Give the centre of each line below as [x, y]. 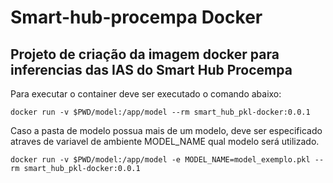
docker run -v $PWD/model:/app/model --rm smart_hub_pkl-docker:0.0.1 [160, 112]
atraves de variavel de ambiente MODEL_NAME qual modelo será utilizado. [165, 141]
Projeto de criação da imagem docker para [145, 54]
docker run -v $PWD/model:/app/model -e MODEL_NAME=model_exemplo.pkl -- [167, 160]
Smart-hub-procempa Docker [136, 17]
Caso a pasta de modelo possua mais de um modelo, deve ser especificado [166, 130]
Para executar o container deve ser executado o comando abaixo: [146, 94]
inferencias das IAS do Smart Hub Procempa [151, 69]
